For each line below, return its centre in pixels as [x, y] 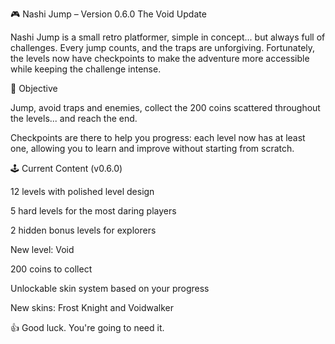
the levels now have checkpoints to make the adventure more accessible [160, 58]
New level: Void [42, 249]
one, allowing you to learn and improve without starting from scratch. [152, 148]
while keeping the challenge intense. [86, 69]
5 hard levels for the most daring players [93, 211]
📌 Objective [34, 88]
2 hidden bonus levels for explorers [83, 230]
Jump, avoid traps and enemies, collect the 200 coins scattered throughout [165, 107]
